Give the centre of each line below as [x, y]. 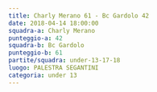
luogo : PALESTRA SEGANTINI [54, 68]
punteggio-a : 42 [35, 38]
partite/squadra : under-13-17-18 [64, 61]
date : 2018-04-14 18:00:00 [54, 23]
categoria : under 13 [43, 75]
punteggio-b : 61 [35, 53]
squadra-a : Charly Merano [52, 30]
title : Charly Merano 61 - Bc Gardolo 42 [79, 16]
